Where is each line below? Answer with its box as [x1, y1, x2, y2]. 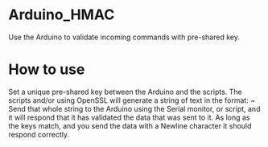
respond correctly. [8, 129, 70, 139]
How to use [8, 60, 85, 79]
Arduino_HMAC [8, 6, 115, 24]
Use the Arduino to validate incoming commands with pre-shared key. [8, 32, 240, 42]
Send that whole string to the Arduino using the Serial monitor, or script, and [8, 104, 261, 113]
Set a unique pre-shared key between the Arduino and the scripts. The [8, 87, 243, 96]
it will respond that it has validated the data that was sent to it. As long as [8, 112, 251, 122]
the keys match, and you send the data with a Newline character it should [8, 120, 252, 130]
